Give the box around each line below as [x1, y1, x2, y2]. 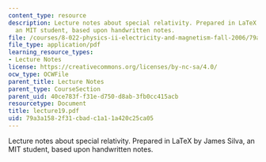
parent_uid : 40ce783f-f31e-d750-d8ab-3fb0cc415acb [8, 92, 179, 100]
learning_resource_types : [8, 48, 93, 56]
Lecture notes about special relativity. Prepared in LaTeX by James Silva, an [8, 136, 256, 145]
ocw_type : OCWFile [8, 70, 69, 78]
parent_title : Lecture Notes [8, 77, 104, 85]
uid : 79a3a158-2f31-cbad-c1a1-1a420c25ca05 [8, 115, 154, 122]
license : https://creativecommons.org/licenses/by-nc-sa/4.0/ [8, 63, 218, 71]
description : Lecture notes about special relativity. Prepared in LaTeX [8, 19, 257, 27]
